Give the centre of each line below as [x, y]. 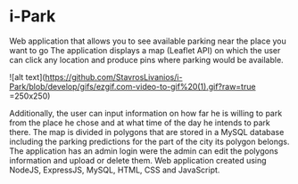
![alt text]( [28, 76]
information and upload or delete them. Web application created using [138, 160]
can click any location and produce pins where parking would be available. [146, 60]
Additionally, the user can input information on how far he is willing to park [146, 113]
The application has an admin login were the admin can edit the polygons [144, 151]
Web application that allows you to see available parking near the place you [148, 41]
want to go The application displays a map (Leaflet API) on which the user [145, 50]
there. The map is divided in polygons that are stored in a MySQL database [147, 132]
